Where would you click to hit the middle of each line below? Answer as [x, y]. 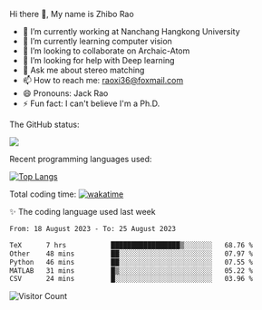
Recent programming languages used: [81, 159]
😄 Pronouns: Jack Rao [65, 93]
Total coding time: [43, 194]
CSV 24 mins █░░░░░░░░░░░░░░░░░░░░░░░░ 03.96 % [131, 279]
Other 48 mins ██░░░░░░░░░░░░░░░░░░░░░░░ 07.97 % [131, 254]
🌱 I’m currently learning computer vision [97, 41]
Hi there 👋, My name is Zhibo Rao [72, 14]
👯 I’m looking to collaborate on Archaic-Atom [106, 51]
